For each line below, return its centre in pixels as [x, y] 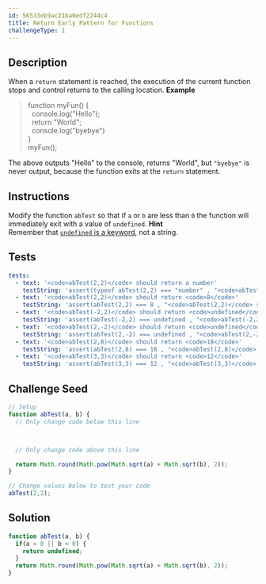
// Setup [23, 407]
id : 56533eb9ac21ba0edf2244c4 [58, 15]
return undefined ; [53, 551]
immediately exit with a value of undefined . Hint [86, 224]
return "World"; [56, 122]
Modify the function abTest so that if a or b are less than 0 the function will [129, 215]
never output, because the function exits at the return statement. [114, 171]
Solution [29, 518]
